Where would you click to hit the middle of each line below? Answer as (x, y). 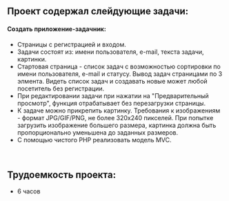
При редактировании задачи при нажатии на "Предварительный (113, 95)
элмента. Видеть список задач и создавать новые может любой (112, 81)
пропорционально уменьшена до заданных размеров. (97, 132)
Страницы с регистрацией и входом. (71, 44)
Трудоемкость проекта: (61, 174)
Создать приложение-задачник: (57, 29)
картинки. (32, 59)
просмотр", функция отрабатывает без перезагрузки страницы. (111, 103)
